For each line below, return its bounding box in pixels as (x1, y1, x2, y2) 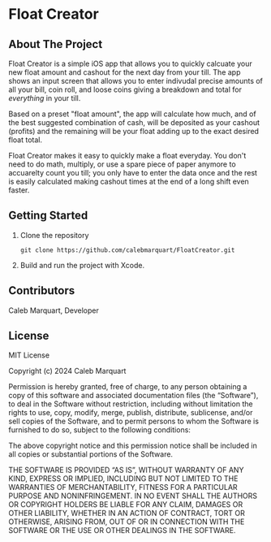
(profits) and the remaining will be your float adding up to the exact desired (8, 127, 260, 136)
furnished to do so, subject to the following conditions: (8, 425, 191, 435)
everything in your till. (8, 93, 81, 102)
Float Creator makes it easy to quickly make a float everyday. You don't (8, 151, 247, 160)
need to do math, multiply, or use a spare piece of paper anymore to (8, 159, 237, 169)
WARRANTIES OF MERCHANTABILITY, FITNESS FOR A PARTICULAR (8, 483, 238, 492)
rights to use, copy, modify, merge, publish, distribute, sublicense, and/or (8, 408, 253, 418)
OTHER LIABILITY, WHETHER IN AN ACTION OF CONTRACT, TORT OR (8, 509, 245, 518)
